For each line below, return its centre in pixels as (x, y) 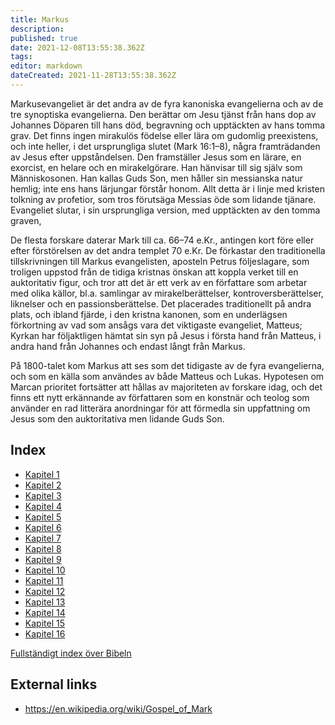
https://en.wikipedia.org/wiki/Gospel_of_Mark (118, 708)
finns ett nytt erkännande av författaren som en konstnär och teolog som (160, 397)
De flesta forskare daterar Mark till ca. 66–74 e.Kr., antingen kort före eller (162, 240)
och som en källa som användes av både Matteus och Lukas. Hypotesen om (167, 376)
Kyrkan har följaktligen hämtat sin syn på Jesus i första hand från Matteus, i (166, 335)
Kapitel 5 (43, 517)
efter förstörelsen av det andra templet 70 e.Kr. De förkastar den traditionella (168, 250)
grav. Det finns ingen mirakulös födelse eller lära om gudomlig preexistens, (164, 135)
